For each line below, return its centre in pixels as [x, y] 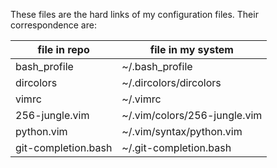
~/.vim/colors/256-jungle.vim [192, 115]
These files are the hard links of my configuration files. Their [134, 14]
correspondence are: [53, 25]
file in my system [191, 49]
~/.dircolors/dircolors [171, 82]
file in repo [63, 49]
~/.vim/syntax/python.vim [182, 131]
